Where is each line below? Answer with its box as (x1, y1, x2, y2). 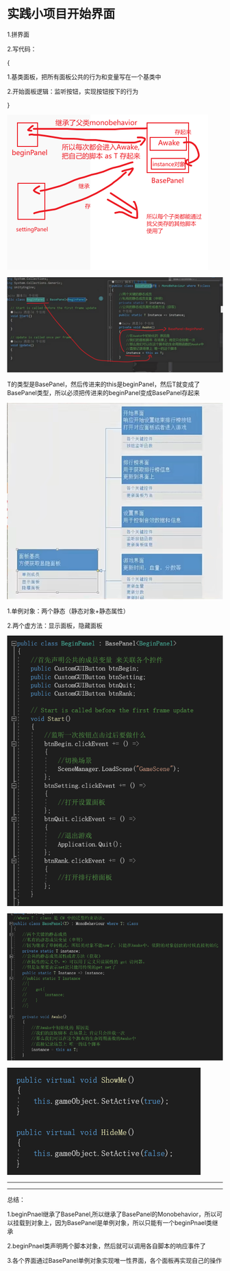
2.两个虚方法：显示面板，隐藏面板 (7, 621, 103, 630)
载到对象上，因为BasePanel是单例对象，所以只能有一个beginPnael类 (18, 1219, 212, 1227)
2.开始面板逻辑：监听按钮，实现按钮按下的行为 (7, 87, 139, 95)
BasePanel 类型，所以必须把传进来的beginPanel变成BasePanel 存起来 (7, 389, 201, 397)
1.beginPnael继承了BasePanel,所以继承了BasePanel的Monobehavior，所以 (7, 1210, 217, 1218)
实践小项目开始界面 (7, 6, 116, 22)
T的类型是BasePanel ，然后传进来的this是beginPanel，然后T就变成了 (7, 380, 201, 388)
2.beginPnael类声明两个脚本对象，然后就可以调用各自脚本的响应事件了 (7, 1242, 207, 1250)
